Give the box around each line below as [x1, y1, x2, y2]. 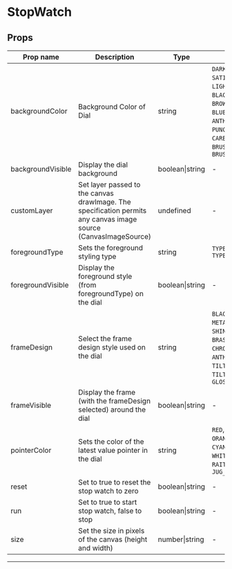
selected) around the [78, 405, 146, 414]
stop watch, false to [78, 506, 142, 516]
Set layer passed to [78, 180, 141, 189]
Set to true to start [78, 498, 137, 507]
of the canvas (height [78, 534, 148, 544]
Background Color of [78, 102, 146, 111]
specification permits [78, 206, 147, 215]
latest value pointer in [78, 446, 148, 455]
